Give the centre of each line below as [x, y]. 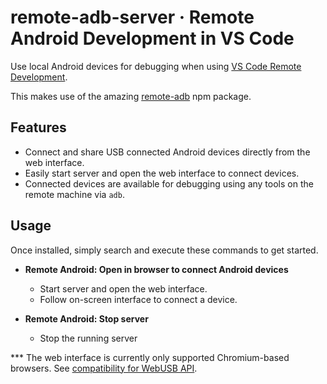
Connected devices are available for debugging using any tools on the [169, 183]
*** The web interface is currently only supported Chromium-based [150, 357]
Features [38, 127]
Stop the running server [88, 338]
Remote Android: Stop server [86, 318]
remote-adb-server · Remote [132, 17]
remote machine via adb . [74, 194]
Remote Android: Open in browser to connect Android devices [156, 269]
